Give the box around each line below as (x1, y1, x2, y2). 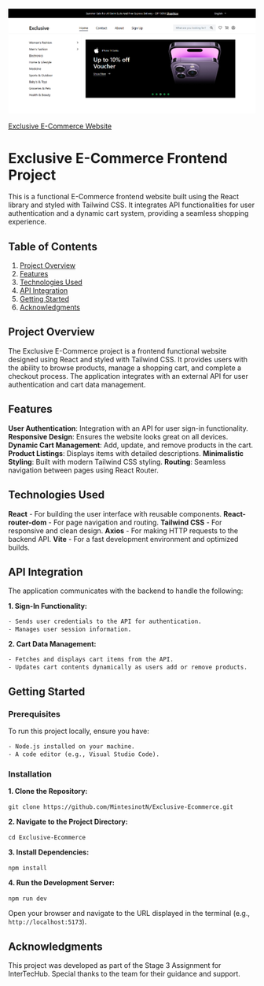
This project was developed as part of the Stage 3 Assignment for (8, 961, 222, 970)
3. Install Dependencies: (8, 847, 90, 857)
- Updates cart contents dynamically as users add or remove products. (8, 663, 247, 672)
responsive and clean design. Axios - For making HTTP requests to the (8, 525, 238, 536)
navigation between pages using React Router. (8, 465, 159, 475)
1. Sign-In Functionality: (8, 602, 88, 611)
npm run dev (8, 895, 47, 903)
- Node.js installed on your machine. (8, 743, 135, 751)
